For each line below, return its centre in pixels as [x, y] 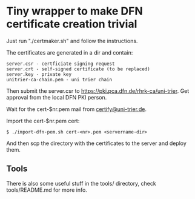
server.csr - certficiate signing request [61, 64]
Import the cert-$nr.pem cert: [43, 121]
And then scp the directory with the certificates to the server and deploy [96, 143]
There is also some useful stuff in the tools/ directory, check [81, 183]
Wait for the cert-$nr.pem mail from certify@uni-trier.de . [77, 109]
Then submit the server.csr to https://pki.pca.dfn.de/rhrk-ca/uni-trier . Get [98, 91]
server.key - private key [39, 74]
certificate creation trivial [72, 24]
